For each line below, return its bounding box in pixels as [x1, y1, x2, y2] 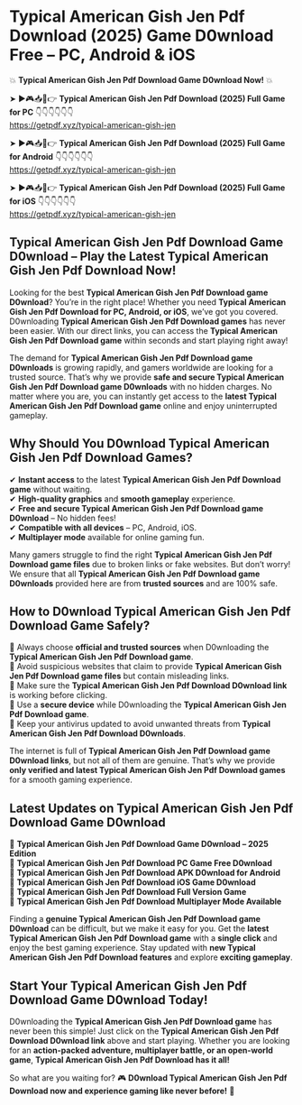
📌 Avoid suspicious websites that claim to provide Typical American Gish [9, 661, 282, 672]
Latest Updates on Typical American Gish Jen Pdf [9, 800, 294, 815]
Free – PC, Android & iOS [9, 45, 196, 65]
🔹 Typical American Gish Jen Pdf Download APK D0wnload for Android [9, 868, 281, 879]
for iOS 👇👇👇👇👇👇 [9, 196, 77, 207]
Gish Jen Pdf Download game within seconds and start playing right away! [9, 335, 288, 345]
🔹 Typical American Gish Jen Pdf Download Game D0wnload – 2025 [9, 839, 269, 850]
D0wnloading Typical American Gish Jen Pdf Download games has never [9, 316, 286, 327]
